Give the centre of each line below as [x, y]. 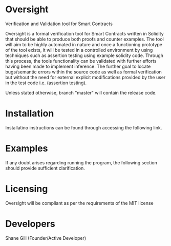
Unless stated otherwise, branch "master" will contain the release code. [81, 92]
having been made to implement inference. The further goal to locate [78, 66]
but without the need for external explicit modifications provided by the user [85, 77]
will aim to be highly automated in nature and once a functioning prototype [84, 44]
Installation [30, 113]
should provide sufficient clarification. [45, 168]
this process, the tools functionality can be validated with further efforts [81, 61]
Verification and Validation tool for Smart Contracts [59, 24]
